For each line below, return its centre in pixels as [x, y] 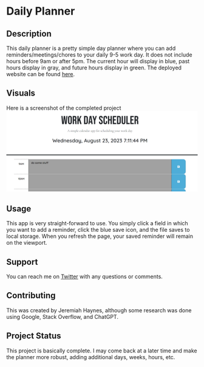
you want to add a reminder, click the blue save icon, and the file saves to [98, 230]
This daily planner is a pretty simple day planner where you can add [91, 48]
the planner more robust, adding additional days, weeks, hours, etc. [91, 357]
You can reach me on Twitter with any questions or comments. [84, 277]
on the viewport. [27, 243]
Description [29, 34]
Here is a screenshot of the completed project [64, 108]
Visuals [21, 93]
